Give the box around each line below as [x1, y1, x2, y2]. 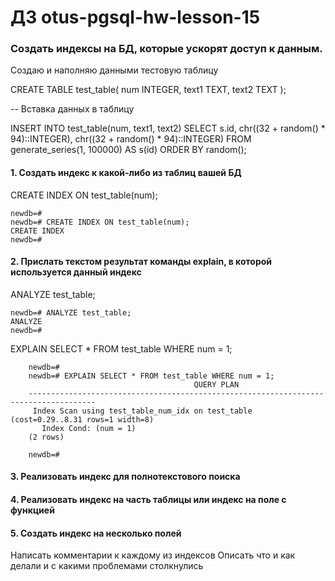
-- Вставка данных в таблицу [10, 103, 135, 115]
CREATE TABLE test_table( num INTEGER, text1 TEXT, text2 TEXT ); [10, 84, 287, 96]
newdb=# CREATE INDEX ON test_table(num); [10, 217, 190, 227]
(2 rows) [28, 432, 65, 442]
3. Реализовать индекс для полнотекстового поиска [10, 471, 241, 483]
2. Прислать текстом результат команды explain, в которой [10, 256, 273, 268]
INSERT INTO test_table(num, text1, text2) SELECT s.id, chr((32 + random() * [10, 122, 326, 135]
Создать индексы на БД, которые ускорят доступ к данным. [10, 42, 323, 56]
